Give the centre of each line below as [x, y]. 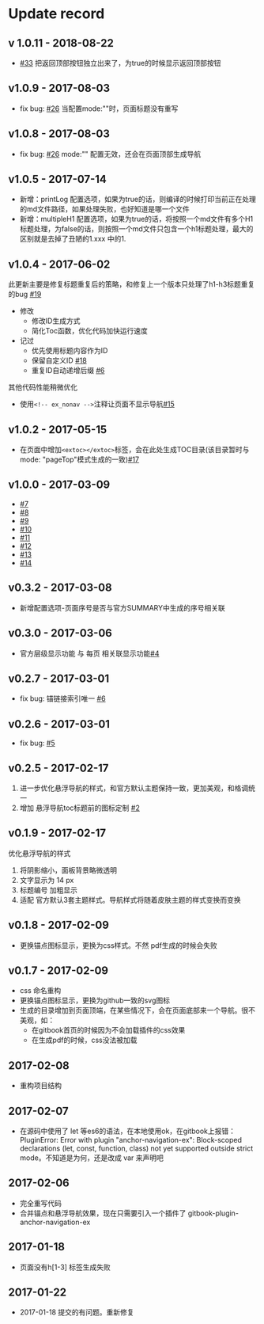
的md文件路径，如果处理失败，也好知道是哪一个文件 [104, 209]
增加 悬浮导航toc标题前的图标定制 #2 [79, 808]
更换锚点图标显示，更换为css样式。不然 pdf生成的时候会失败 [118, 945]
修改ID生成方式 [56, 321]
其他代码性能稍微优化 [43, 387]
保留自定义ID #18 [59, 360]
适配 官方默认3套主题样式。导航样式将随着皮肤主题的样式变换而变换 [130, 900]
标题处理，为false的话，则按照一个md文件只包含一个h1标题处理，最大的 [136, 229]
